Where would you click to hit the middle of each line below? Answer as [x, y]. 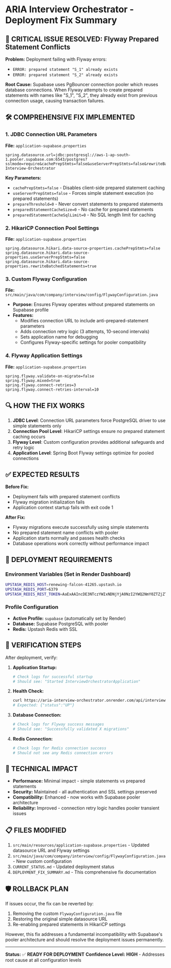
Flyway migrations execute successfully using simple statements [81, 527]
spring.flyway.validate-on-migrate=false [50, 376]
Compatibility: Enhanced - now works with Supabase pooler [76, 797]
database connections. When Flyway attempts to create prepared [74, 90]
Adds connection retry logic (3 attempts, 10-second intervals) [85, 332]
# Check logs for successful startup [53, 677]
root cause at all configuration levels [43, 960]
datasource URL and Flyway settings [51, 851]
